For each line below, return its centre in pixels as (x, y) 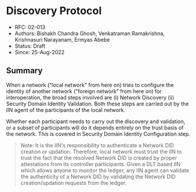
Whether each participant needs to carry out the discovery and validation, (96, 121)
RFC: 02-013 (30, 27)
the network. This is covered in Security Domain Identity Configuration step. (98, 134)
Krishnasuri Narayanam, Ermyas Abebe (62, 39)
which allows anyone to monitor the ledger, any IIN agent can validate (105, 170)
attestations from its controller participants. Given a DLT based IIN (100, 164)
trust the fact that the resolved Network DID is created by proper (99, 158)
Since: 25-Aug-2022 (39, 52)
